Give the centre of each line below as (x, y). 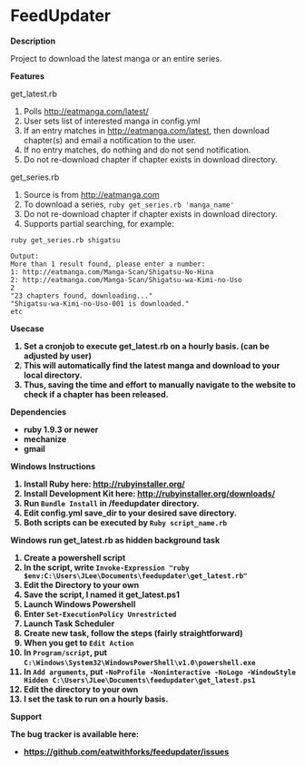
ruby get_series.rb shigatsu (65, 240)
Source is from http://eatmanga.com (91, 194)
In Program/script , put (65, 652)
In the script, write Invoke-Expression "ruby (106, 567)
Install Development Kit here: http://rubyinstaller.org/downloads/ (149, 493)
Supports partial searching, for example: (99, 223)
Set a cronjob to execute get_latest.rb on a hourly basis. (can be (147, 346)
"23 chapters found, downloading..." (82, 296)
